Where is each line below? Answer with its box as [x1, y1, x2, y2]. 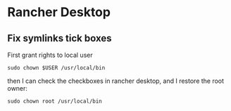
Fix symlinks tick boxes [7, 32, 112, 44]
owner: [7, 84, 28, 92]
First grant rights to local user [7, 51, 93, 59]
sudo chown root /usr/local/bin [7, 98, 102, 105]
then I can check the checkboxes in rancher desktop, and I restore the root [7, 77, 224, 85]
